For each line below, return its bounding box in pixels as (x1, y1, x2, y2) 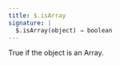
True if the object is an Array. (8, 48, 104, 58)
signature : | (8, 19, 52, 27)
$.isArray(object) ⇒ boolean (15, 26, 113, 34)
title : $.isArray (8, 11, 66, 20)
